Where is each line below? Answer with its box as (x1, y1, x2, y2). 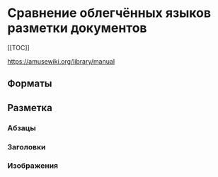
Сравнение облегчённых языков (7, 5, 211, 21)
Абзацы (7, 122, 37, 132)
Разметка (7, 101, 53, 114)
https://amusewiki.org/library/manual (7, 57, 115, 65)
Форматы (7, 78, 52, 90)
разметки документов (7, 20, 147, 36)
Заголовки (7, 142, 46, 152)
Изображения (7, 161, 59, 171)
